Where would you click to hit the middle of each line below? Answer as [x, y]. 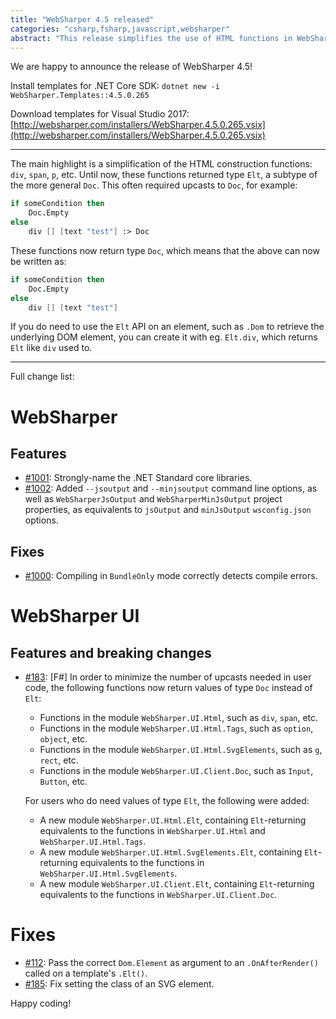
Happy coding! [41, 1003]
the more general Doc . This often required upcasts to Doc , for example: [154, 185]
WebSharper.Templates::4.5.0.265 [80, 96]
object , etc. [63, 739]
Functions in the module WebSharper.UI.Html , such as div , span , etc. [179, 718]
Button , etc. [63, 782]
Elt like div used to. [51, 348]
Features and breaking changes [111, 652]
